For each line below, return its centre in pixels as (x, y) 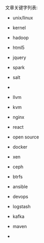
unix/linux (23, 18)
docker (20, 147)
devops (20, 197)
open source (26, 137)
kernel (19, 28)
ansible (20, 187)
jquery (19, 57)
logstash (21, 206)
